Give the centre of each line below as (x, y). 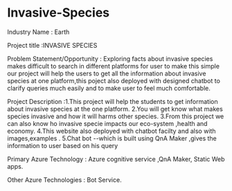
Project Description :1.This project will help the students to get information (113, 101)
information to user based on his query (63, 145)
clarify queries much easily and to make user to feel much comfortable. (109, 88)
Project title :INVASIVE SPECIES (52, 45)
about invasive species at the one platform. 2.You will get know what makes (115, 109)
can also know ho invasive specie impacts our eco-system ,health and (107, 123)
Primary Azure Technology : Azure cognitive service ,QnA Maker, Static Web (116, 159)
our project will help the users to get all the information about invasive (107, 73)
